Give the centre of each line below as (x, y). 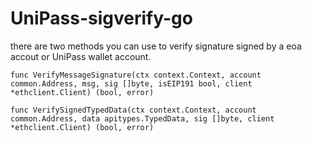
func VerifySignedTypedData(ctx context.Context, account (133, 110)
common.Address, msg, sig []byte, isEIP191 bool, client (131, 83)
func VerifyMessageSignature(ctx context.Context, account (136, 75)
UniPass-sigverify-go (101, 18)
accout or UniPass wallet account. (81, 56)
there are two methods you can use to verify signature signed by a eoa (156, 46)
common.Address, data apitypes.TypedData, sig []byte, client (142, 118)
